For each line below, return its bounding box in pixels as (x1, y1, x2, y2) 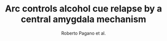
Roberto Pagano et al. (61, 30, 106, 36)
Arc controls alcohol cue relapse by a (4, 3, 162, 14)
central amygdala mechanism (20, 13, 146, 25)
